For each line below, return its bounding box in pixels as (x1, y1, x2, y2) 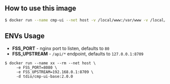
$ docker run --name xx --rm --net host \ (5, 61, 96, 66)
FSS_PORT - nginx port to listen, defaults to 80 (12, 45, 110, 51)
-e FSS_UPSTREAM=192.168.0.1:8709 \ (16, 69, 94, 74)
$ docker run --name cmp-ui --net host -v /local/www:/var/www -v (5, 17, 148, 22)
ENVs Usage (5, 32, 45, 40)
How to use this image (5, 4, 77, 13)
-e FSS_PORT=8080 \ (16, 65, 57, 70)
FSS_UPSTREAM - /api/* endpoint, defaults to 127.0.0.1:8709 (12, 50, 144, 57)
